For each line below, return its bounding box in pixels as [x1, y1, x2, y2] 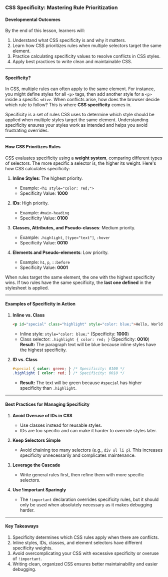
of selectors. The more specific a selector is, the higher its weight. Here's [5, 160, 156, 166]
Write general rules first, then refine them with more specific [19, 471, 144, 477]
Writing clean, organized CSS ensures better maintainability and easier [12, 560, 158, 567]
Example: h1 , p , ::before [19, 259, 70, 265]
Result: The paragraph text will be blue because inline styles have [19, 341, 156, 347]
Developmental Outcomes [5, 17, 61, 23]
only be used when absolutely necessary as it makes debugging [19, 501, 152, 507]
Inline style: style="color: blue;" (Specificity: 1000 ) [19, 331, 129, 337]
